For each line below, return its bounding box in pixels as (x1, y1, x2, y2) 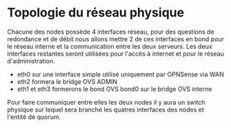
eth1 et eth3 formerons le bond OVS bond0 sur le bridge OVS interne (17, 85, 212, 93)
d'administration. (7, 56, 55, 65)
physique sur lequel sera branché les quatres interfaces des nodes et (7, 105, 205, 114)
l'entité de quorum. (7, 112, 61, 121)
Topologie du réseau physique (7, 5, 185, 21)
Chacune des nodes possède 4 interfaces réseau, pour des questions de (7, 28, 215, 36)
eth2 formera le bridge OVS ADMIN (17, 77, 118, 85)
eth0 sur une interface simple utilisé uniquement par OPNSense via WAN (17, 70, 224, 78)
